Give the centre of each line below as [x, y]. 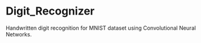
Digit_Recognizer [50, 11]
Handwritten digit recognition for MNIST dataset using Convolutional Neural [101, 28]
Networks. [19, 34]
